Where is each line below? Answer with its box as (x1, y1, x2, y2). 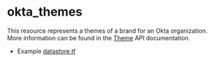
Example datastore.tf (16, 47, 76, 55)
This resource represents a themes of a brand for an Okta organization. (7, 27, 208, 35)
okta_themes (7, 4, 83, 20)
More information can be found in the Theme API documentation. (7, 33, 191, 42)
